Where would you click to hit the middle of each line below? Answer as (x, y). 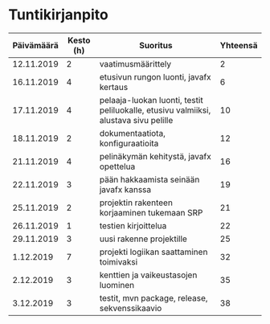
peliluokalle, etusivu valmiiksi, (155, 110)
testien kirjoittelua (133, 225)
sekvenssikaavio (131, 308)
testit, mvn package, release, (153, 297)
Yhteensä (239, 45)
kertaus (114, 87)
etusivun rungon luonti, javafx (155, 76)
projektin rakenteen (136, 203)
